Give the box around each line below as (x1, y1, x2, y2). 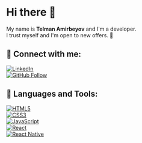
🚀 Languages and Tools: (6, 89, 98, 99)
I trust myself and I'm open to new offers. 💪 (6, 31, 113, 38)
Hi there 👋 (6, 5, 56, 19)
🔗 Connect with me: (6, 49, 81, 59)
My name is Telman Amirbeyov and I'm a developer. (6, 25, 137, 32)
